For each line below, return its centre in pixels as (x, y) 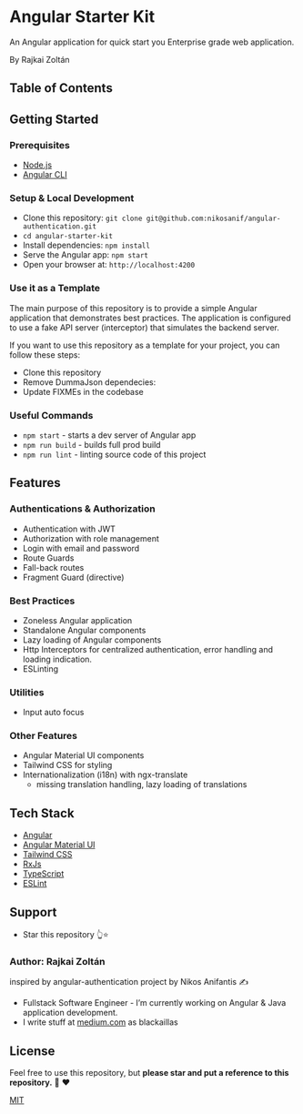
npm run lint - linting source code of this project (114, 454)
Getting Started (54, 119)
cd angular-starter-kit (68, 237)
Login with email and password (81, 548)
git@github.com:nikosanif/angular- (213, 219)
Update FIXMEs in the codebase (83, 391)
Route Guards (48, 558)
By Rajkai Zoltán (40, 59)
